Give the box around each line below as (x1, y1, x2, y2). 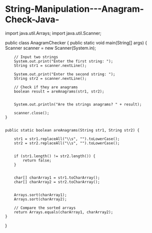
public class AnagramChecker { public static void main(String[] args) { (5, 39, 148, 45)
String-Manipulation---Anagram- (5, 3, 144, 15)
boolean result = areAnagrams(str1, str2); (14, 89, 105, 94)
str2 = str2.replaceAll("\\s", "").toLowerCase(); (14, 140, 120, 146)
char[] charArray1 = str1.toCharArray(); (14, 175, 100, 180)
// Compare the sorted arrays (14, 205, 76, 210)
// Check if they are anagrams (14, 85, 78, 90)
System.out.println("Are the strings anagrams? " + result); (14, 102, 142, 107)
